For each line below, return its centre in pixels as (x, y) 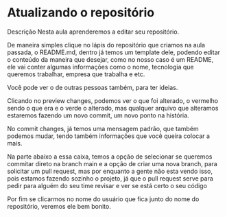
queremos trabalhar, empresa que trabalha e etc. (76, 74)
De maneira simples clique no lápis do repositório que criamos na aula (106, 45)
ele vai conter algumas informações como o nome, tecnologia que (100, 67)
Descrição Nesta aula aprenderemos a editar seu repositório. (93, 32)
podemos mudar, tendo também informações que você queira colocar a (109, 136)
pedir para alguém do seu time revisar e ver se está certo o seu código (107, 185)
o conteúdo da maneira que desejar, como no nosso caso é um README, (110, 59)
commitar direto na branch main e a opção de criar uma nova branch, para (112, 163)
